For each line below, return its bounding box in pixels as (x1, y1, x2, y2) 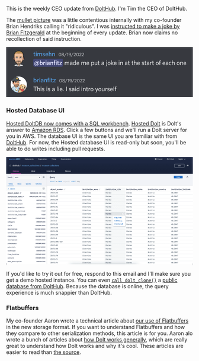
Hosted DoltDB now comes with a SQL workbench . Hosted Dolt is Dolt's (6, 120, 182, 127)
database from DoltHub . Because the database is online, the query (6, 282, 169, 289)
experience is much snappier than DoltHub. (6, 289, 113, 296)
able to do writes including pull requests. (6, 145, 105, 152)
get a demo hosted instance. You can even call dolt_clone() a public (6, 276, 178, 283)
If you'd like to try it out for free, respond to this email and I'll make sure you (6, 270, 191, 277)
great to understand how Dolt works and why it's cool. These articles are (6, 343, 184, 350)
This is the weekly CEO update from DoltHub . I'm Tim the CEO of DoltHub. (6, 5, 188, 12)
